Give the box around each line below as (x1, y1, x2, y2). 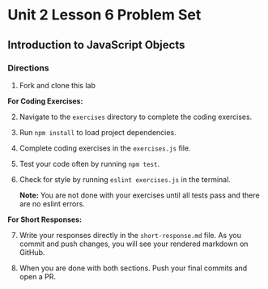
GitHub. (19, 247, 45, 257)
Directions (7, 62, 49, 74)
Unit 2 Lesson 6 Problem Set (7, 6, 202, 24)
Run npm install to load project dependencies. (19, 127, 177, 137)
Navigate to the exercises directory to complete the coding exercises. (19, 112, 253, 121)
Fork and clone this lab (19, 80, 96, 90)
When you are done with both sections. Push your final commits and (19, 263, 248, 273)
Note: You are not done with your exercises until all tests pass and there (19, 190, 260, 200)
